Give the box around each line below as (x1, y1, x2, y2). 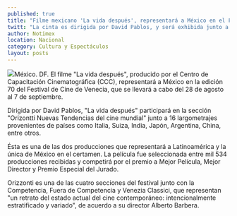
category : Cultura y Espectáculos (7, 43, 109, 50)
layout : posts (7, 50, 49, 57)
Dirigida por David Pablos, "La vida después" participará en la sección (7, 106, 212, 114)
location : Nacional (7, 37, 65, 44)
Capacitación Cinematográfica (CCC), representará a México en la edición (7, 77, 224, 85)
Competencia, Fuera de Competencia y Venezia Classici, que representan (7, 186, 221, 194)
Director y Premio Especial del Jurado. (7, 164, 119, 173)
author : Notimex (7, 30, 55, 37)
